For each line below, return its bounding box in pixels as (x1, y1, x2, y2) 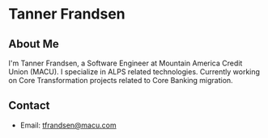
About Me (8, 37, 59, 51)
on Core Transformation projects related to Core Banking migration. (8, 76, 233, 85)
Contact (8, 98, 50, 113)
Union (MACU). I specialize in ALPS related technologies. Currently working (8, 67, 261, 77)
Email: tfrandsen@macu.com (19, 120, 117, 130)
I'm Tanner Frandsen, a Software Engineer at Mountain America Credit (8, 58, 243, 68)
